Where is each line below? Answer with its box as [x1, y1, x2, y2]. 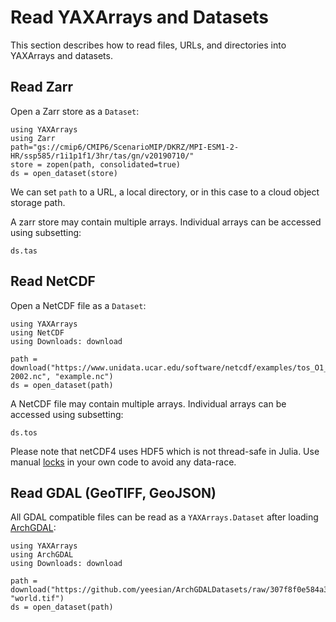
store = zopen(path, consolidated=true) [10, 159, 182, 170]
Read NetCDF [10, 273, 96, 290]
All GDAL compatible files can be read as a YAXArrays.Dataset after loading [10, 511, 319, 523]
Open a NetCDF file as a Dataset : [10, 299, 147, 311]
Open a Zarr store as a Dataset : [10, 105, 140, 117]
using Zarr [10, 133, 56, 143]
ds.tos [10, 427, 38, 438]
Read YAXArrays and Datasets [10, 6, 270, 29]
